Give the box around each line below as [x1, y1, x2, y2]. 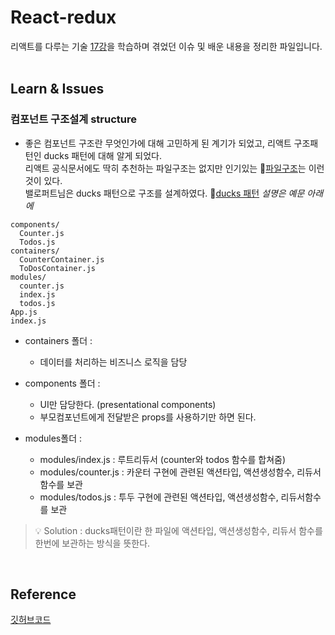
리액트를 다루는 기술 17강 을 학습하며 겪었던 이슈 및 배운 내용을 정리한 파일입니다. [10, 40, 323, 52]
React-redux [10, 6, 117, 29]
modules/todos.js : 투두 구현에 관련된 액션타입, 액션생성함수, [39, 491, 279, 503]
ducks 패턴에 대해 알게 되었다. [43, 149, 162, 161]
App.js [10, 307, 38, 317]
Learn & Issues [10, 81, 105, 98]
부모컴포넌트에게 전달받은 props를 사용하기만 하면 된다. [39, 411, 257, 423]
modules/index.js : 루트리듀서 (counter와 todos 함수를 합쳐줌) [39, 453, 287, 465]
